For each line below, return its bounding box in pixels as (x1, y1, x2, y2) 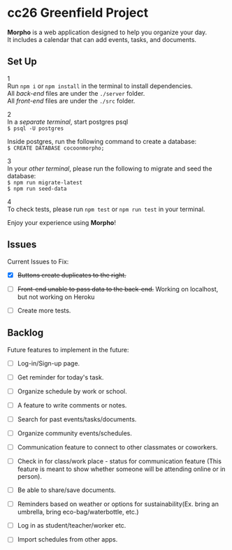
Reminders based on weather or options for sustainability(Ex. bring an (17, 500, 219, 508)
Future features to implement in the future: (7, 345, 129, 354)
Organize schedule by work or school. (17, 386, 127, 396)
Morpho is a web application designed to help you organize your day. (7, 28, 208, 36)
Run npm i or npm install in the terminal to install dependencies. (7, 82, 194, 90)
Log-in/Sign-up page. (17, 359, 80, 368)
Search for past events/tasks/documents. (17, 414, 137, 424)
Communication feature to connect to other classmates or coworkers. (17, 442, 218, 451)
